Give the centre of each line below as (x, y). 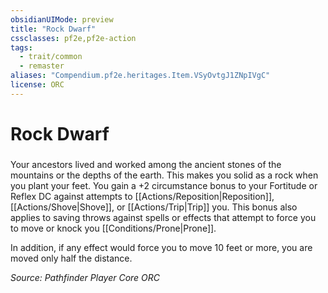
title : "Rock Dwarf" (53, 29)
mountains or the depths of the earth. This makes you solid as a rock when (164, 175)
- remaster (42, 66)
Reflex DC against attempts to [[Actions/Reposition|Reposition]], (142, 196)
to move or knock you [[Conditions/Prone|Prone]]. (113, 228)
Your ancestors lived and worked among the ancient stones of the (146, 164)
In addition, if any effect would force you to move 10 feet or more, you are (161, 247)
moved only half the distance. (71, 258)
